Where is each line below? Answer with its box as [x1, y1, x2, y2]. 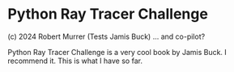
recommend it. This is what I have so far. [7, 56, 143, 66]
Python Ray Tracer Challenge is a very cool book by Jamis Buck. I [7, 47, 228, 57]
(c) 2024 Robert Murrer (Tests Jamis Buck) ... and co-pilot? [7, 32, 206, 41]
